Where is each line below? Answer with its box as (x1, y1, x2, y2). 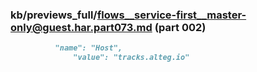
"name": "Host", (54, 43, 123, 53)
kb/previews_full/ (10, 8, 98, 22)
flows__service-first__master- (96, 8, 247, 22)
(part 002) (154, 20, 207, 34)
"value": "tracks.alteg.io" (73, 53, 190, 63)
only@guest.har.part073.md (10, 20, 153, 34)
